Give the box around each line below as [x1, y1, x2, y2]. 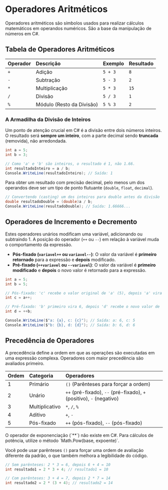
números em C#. [5, 30, 40, 36]
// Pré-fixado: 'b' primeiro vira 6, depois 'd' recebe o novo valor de [5, 304, 160, 309]
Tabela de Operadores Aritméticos [5, 45, 115, 53]
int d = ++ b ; [5, 309, 32, 314]
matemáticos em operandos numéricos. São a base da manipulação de [5, 25, 151, 31]
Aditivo [29, 411, 46, 418]
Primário [29, 380, 49, 387]
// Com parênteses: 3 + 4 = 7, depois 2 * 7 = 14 [5, 476, 111, 481]
